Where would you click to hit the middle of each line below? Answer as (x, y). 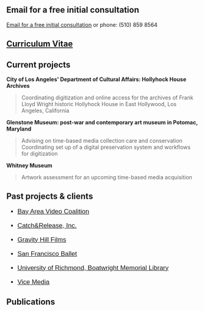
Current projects (38, 64)
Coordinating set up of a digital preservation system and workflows (106, 147)
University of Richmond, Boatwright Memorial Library (93, 268)
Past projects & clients (50, 197)
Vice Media (34, 282)
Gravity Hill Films (42, 239)
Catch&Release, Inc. (47, 225)
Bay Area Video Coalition (53, 211)
